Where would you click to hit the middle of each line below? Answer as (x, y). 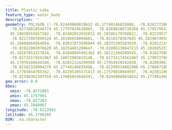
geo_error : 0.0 (21, 81)
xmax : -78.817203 (28, 100)
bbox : (11, 86)
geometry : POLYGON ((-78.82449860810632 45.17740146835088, (71, 24)
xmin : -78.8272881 (30, 91)
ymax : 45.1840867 (28, 105)
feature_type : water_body (33, 15)
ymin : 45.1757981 (28, 96)
